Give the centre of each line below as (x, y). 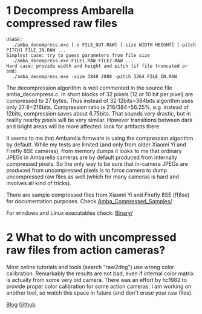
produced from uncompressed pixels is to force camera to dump (87, 170)
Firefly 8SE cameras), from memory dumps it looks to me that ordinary (94, 151)
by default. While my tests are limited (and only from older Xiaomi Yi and (96, 144)
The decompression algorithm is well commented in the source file (89, 88)
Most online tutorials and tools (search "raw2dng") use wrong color (90, 267)
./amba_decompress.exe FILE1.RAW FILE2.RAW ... (73, 61)
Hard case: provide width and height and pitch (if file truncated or (97, 66)
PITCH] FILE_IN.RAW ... (36, 50)
